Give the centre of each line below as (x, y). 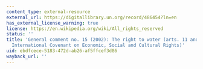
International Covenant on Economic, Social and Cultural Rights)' (98, 46)
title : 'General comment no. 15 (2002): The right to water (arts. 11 (97, 40)
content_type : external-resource (48, 12)
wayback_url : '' (27, 56)
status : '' (20, 34)
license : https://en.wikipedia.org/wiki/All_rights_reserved (85, 28)
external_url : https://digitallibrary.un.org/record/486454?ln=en (92, 17)
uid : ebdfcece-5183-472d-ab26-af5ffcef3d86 (62, 51)
